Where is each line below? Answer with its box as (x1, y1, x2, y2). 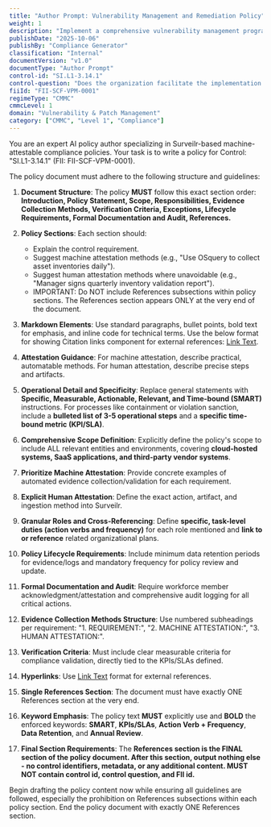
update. (20, 566, 47, 576)
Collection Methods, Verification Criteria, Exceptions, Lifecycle (20, 204, 236, 214)
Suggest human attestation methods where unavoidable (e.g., (32, 269, 237, 279)
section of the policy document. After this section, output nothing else (20, 752, 261, 762)
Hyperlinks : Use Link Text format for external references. (20, 671, 211, 681)
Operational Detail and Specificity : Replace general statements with (20, 384, 248, 395)
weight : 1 (9, 19, 43, 27)
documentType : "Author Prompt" (9, 64, 114, 73)
